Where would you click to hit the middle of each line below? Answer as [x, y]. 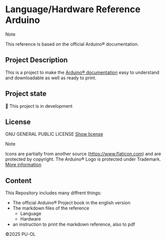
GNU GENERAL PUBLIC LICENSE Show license [54, 134]
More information [23, 165]
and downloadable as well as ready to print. [51, 78]
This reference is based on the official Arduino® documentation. [72, 44]
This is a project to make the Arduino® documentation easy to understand [82, 72]
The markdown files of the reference [51, 208]
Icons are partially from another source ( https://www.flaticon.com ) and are [83, 154]
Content [19, 181]
